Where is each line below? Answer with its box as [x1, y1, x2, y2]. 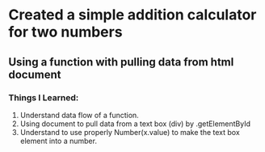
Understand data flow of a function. [19, 110, 139, 120]
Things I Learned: [8, 91, 79, 103]
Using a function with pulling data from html [8, 55, 234, 69]
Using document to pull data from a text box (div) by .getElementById [19, 119, 251, 129]
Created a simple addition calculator [8, 6, 257, 24]
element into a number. [19, 136, 97, 146]
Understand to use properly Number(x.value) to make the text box [19, 127, 240, 137]
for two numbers [8, 23, 123, 41]
